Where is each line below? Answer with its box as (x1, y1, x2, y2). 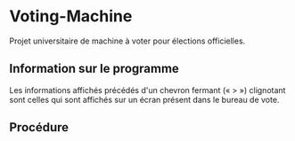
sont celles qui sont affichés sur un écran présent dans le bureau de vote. (9, 94, 280, 105)
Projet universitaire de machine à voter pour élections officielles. (9, 35, 246, 46)
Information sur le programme (9, 61, 180, 76)
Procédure (9, 120, 70, 135)
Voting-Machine (9, 6, 133, 27)
